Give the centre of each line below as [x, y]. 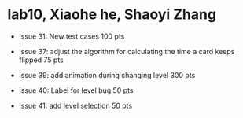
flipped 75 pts [41, 60]
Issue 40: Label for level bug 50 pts [76, 90]
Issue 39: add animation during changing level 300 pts [107, 75]
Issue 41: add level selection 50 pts [75, 105]
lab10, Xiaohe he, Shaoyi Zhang [112, 15]
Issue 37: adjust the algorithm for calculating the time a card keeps [127, 51]
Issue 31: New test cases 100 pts [72, 36]
